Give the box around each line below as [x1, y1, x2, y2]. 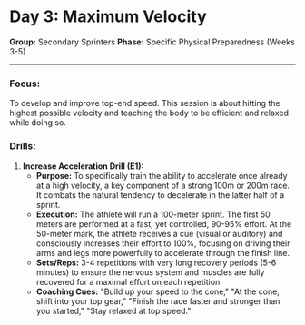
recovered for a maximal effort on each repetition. [35, 276, 222, 287]
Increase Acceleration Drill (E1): [22, 161, 144, 172]
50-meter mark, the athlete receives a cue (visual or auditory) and [35, 228, 283, 239]
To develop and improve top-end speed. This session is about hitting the [9, 98, 280, 109]
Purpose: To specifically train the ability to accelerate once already [35, 170, 288, 181]
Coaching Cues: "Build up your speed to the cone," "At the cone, [35, 286, 280, 297]
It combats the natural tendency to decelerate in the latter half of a [35, 189, 285, 201]
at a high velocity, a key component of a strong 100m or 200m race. [35, 180, 290, 191]
